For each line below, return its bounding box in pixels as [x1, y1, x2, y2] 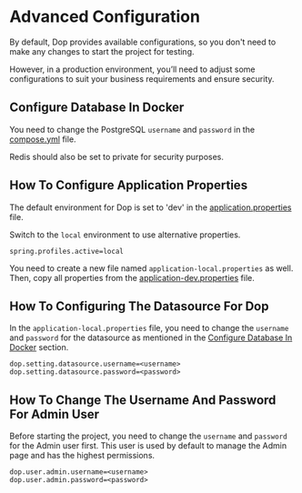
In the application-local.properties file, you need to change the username [9, 323, 289, 334]
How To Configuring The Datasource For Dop [9, 298, 269, 314]
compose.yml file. [9, 134, 76, 145]
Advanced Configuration [9, 6, 200, 27]
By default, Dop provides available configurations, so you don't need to [9, 36, 277, 47]
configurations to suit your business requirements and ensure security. [9, 73, 275, 84]
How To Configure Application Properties [9, 177, 248, 193]
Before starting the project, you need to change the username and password [9, 430, 288, 442]
